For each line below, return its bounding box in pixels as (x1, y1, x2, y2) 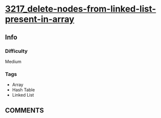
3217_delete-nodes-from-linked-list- (5, 3, 157, 15)
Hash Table (12, 87, 35, 93)
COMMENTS (5, 106, 44, 115)
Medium (5, 58, 22, 64)
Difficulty (5, 48, 28, 54)
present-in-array (5, 14, 74, 25)
